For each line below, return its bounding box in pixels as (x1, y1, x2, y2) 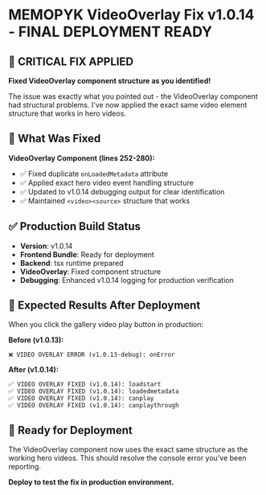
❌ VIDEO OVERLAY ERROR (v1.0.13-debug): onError (8, 351, 175, 359)
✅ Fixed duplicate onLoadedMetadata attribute (19, 169, 169, 178)
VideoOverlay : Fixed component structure (19, 267, 162, 276)
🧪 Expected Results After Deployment (8, 299, 201, 313)
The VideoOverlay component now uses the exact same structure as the (8, 444, 248, 455)
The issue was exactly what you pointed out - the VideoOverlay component (8, 92, 259, 101)
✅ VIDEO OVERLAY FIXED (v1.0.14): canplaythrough (8, 402, 179, 410)
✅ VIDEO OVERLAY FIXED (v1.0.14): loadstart (8, 380, 162, 389)
